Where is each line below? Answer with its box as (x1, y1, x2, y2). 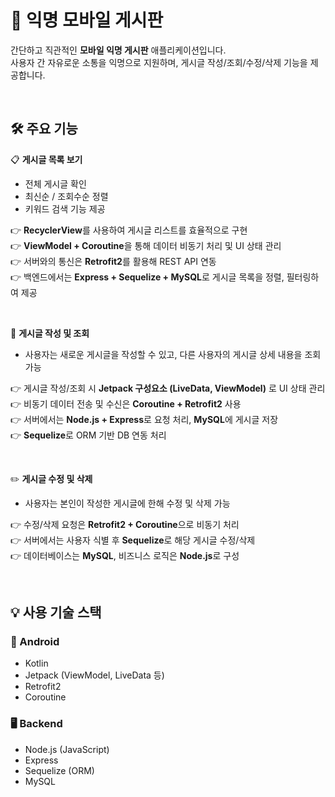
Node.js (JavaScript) (24, 743, 110, 755)
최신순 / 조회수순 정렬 (24, 190, 109, 202)
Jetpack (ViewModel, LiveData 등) (24, 669, 165, 681)
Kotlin (24, 657, 49, 670)
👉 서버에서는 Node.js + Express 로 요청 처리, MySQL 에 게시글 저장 (10, 413, 279, 425)
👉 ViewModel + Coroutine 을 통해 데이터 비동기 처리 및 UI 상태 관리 (10, 239, 282, 251)
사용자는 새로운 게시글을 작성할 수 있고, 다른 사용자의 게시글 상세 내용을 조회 (24, 348, 322, 360)
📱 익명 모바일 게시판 (10, 9, 164, 32)
